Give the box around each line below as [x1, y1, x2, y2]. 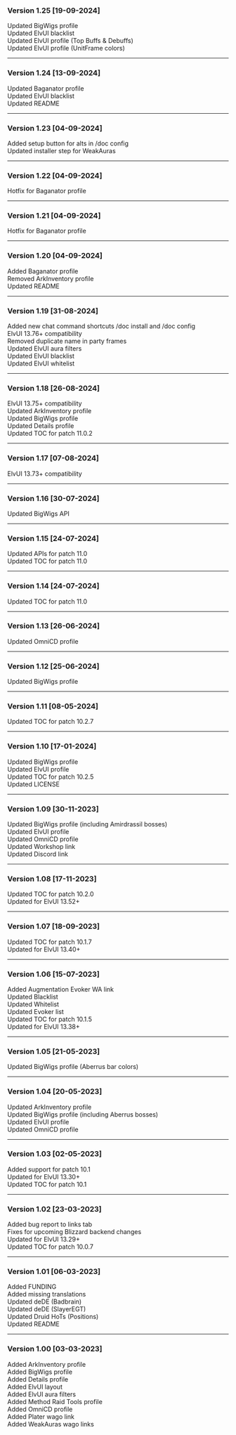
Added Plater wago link [7, 1412, 75, 1421]
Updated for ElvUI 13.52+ [7, 897, 80, 906]
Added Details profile [7, 1375, 69, 1383]
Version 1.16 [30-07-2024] [7, 493, 100, 503]
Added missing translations [7, 1290, 86, 1299]
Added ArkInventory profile [7, 1360, 86, 1368]
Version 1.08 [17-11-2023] [7, 874, 97, 883]
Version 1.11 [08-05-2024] [7, 701, 98, 711]
